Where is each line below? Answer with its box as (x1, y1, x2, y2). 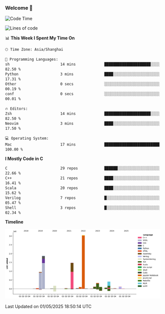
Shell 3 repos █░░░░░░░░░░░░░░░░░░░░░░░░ (5, 205, 160, 210)
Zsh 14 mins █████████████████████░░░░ (5, 111, 160, 117)
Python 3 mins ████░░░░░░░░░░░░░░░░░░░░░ (5, 72, 160, 77)
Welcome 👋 (5, 4, 33, 11)
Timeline (5, 219, 24, 225)
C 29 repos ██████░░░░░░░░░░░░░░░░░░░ (5, 166, 160, 171)
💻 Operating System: (5, 136, 49, 141)
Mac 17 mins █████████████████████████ (5, 142, 160, 147)
